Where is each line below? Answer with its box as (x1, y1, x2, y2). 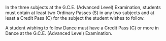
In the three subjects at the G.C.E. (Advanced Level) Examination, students (5, 5, 161, 10)
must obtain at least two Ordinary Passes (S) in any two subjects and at (5, 10, 155, 16)
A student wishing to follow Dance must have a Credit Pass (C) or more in (5, 25, 159, 31)
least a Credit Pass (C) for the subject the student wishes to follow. (5, 15, 145, 21)
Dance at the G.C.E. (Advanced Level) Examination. (5, 30, 113, 36)
